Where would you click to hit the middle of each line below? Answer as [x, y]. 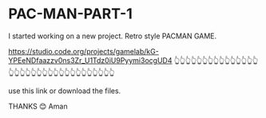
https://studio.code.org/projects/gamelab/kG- [84, 51]
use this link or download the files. [65, 90]
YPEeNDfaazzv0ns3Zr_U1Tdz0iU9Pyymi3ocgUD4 [90, 60]
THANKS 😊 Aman [38, 106]
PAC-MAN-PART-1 [71, 14]
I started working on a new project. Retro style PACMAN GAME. [113, 36]
